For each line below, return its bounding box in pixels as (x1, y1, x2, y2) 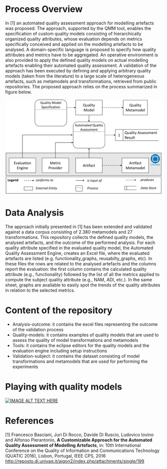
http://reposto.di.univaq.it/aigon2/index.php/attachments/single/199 (5, 458, 145, 464)
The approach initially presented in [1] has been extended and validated (5, 224, 152, 230)
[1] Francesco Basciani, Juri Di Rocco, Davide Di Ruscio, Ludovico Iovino (5, 432, 154, 438)
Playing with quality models (5, 381, 122, 393)
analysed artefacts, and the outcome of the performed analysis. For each (5, 239, 156, 245)
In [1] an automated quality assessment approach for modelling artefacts (5, 20, 155, 26)
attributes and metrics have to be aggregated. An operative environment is (5, 51, 159, 58)
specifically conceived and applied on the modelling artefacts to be (5, 41, 144, 47)
